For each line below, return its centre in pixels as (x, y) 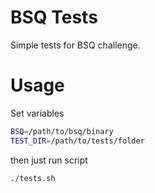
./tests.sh (33, 178)
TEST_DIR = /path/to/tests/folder (77, 141)
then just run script (49, 160)
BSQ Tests (54, 17)
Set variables (37, 113)
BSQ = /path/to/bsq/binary (62, 131)
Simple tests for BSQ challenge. (75, 45)
